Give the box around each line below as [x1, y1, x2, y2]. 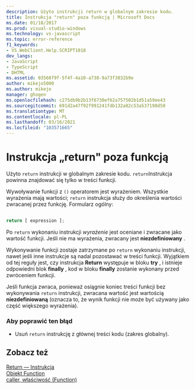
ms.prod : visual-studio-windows [6, 25, 86, 32]
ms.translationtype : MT [6, 108, 65, 114]
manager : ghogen [6, 92, 46, 98]
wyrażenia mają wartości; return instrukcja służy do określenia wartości [6, 194, 182, 201]
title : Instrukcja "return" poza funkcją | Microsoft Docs [6, 14, 155, 20]
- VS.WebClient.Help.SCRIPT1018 [6, 48, 86, 54]
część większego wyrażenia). [6, 302, 79, 309]
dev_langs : [6, 53, 33, 59]
